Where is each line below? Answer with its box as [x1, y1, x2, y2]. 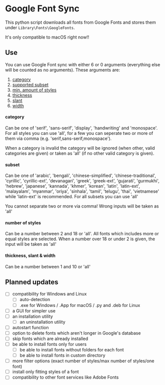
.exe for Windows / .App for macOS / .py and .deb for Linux [19, 302, 141, 308]
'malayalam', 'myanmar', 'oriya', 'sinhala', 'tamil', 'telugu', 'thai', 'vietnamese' [5, 188, 160, 194]
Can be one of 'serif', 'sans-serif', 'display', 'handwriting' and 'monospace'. [5, 125, 158, 131]
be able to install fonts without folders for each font [19, 347, 124, 352]
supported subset [12, 82, 48, 87]
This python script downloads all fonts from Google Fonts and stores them [5, 19, 157, 25]
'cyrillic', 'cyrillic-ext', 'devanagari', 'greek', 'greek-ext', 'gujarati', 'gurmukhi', [5, 178, 160, 184]
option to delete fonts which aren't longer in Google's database [12, 330, 141, 336]
